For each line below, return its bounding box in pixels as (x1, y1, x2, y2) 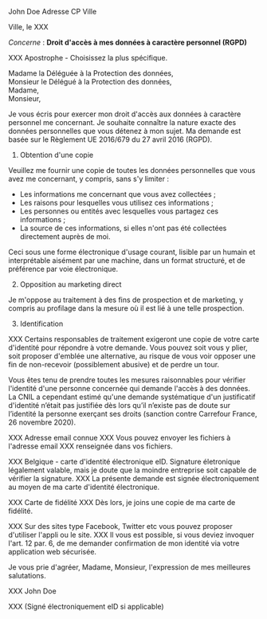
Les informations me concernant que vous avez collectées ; (19, 190, 217, 198)
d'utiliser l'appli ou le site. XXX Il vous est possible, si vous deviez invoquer (8, 530, 255, 539)
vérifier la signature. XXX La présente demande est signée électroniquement (8, 474, 260, 483)
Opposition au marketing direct (19, 280, 122, 289)
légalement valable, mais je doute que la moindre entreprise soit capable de (8, 465, 257, 475)
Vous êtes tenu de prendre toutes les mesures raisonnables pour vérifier (8, 375, 246, 385)
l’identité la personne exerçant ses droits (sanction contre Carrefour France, (8, 409, 257, 418)
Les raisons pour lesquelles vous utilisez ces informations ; (19, 198, 214, 207)
